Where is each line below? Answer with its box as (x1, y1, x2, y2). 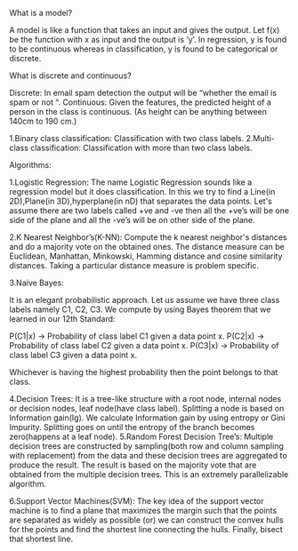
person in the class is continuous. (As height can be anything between (9, 107, 268, 116)
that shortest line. (9, 533, 74, 544)
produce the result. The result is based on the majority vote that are (9, 459, 257, 470)
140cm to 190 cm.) (9, 116, 77, 126)
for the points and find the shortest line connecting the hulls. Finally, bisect (9, 524, 283, 534)
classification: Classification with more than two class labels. (29, 142, 253, 153)
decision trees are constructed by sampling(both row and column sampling (9, 441, 285, 451)
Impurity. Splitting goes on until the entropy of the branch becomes (9, 422, 255, 432)
